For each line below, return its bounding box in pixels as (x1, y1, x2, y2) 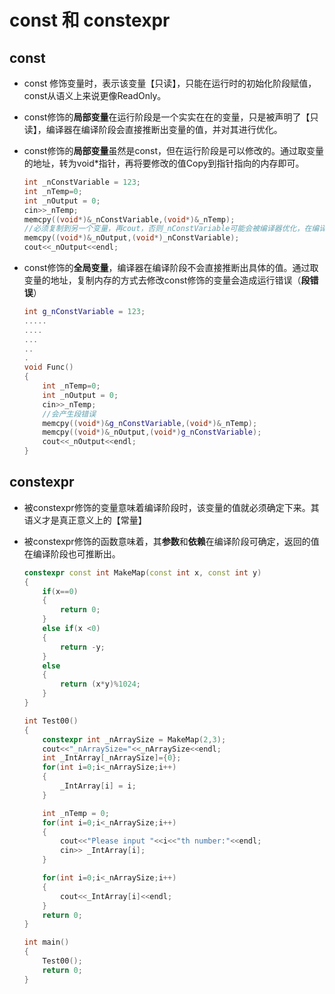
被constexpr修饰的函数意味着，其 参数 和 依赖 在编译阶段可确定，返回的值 (23, 535, 320, 547)
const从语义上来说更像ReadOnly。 (23, 90, 167, 101)
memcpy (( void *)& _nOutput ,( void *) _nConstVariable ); (23, 233, 240, 243)
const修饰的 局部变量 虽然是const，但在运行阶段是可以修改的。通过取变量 (23, 145, 325, 156)
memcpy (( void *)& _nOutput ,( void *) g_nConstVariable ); (42, 427, 262, 438)
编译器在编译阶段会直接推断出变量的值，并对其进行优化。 (45, 124, 283, 135)
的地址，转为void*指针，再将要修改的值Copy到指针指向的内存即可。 (23, 157, 305, 169)
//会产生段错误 (42, 409, 97, 419)
